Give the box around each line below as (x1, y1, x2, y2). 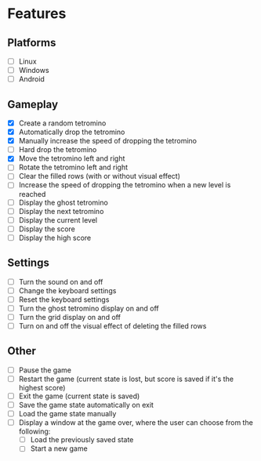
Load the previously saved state (30, 435, 134, 445)
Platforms (7, 36, 56, 49)
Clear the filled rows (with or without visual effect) (18, 172, 181, 181)
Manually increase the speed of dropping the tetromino (18, 136, 198, 146)
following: (18, 427, 51, 436)
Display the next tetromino (18, 206, 104, 216)
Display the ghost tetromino (18, 198, 109, 207)
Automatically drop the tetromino (18, 127, 125, 137)
